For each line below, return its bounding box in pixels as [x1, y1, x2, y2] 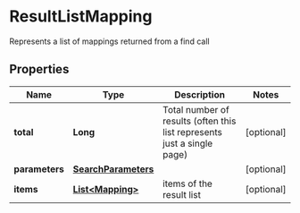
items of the [162, 177, 212, 190]
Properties [9, 62, 70, 77]
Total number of [162, 103, 229, 115]
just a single [162, 137, 213, 149]
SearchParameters [72, 163, 154, 175]
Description [173, 88, 226, 100]
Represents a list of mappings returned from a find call [9, 36, 210, 47]
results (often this [162, 115, 237, 127]
